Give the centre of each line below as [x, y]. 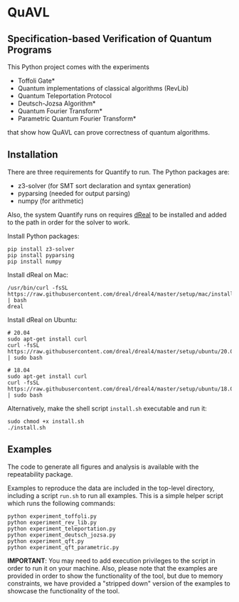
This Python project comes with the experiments [78, 67]
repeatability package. [40, 474]
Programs [30, 50]
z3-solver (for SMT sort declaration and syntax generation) [104, 185]
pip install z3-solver [41, 249]
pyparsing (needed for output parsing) [74, 193]
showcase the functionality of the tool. [64, 591]
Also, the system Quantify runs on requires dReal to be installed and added [117, 214]
